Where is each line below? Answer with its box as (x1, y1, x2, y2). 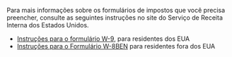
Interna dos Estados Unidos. (6, 21, 89, 29)
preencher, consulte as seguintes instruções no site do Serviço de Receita (6, 13, 224, 22)
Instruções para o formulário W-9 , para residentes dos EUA (16, 34, 190, 43)
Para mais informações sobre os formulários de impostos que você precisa (6, 6, 226, 14)
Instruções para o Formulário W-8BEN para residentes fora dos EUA (16, 42, 216, 50)
